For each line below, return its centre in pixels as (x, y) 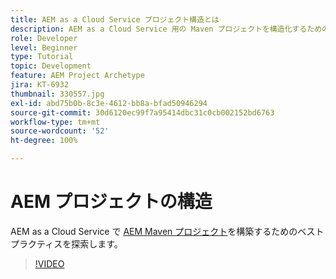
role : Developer (44, 38)
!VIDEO (49, 263)
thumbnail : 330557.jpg (57, 94)
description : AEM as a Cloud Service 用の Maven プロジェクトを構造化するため (166, 29)
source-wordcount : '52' (60, 131)
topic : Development (51, 66)
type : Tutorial (42, 57)
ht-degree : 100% (44, 141)
